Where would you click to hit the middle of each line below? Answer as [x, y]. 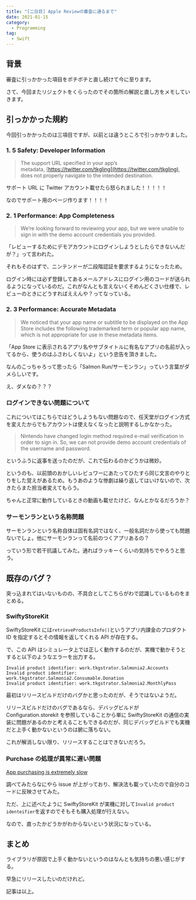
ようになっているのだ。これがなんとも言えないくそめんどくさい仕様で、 [98, 286]
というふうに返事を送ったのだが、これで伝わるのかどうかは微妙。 [85, 460]
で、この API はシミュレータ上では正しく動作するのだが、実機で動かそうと [96, 650]
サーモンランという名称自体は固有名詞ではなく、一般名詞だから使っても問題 [98, 531]
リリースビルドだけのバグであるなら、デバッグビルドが [73, 707]
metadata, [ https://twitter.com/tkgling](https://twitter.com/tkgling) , [100, 169]
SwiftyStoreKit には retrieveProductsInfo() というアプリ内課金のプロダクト [97, 630]
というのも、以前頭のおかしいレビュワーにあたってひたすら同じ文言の [90, 473]
